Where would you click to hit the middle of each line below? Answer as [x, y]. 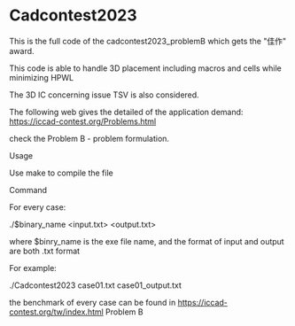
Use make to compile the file [61, 173]
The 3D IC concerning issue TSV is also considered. [104, 95]
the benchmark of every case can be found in [93, 302]
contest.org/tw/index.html [56, 312]
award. [22, 50]
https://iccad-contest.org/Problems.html [83, 121]
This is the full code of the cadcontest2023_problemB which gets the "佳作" [147, 41]
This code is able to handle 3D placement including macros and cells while [145, 68]
